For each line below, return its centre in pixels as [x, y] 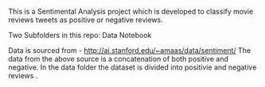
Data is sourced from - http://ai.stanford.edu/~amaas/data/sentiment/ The [130, 50]
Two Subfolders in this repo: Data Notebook [80, 35]
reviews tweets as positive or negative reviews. [86, 20]
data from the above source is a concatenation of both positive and [118, 59]
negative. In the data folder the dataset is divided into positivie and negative [132, 67]
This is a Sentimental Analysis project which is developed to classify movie [131, 11]
